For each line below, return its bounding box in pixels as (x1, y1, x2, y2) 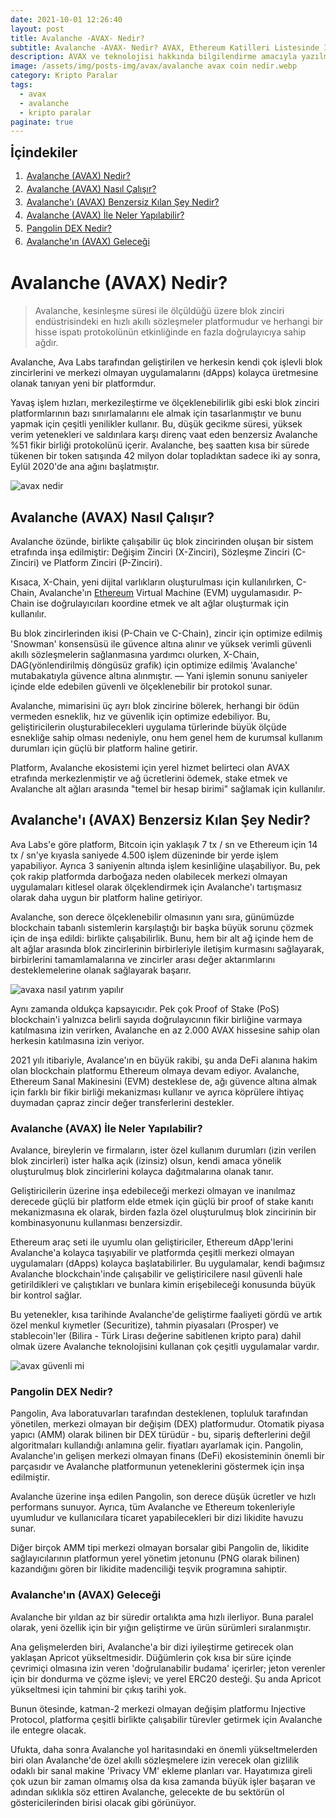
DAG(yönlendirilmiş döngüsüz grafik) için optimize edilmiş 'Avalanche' (10, 659, 298, 671)
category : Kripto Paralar (10, 71, 118, 81)
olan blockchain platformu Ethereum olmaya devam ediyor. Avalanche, (10, 1064, 300, 1076)
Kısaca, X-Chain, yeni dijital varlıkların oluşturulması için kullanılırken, (10, 576, 295, 588)
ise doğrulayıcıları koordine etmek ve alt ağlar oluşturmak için (36, 597, 290, 609)
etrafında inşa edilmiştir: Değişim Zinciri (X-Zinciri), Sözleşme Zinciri (10, 546, 290, 558)
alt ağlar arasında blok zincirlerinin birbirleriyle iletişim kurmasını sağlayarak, (10, 942, 325, 955)
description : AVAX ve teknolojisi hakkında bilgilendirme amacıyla (10, 52, 298, 62)
